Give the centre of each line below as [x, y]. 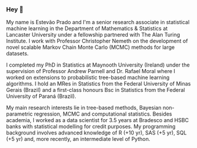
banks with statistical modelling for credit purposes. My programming [91, 127]
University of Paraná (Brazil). [41, 96]
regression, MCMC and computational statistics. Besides [103, 114]
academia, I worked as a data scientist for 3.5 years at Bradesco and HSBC [98, 120]
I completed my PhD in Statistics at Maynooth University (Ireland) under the [98, 65]
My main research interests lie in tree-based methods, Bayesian [84, 108]
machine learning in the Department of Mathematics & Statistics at [87, 28]
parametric [20, 114]
